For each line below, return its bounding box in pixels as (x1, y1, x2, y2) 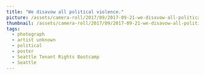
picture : (6, 15, 29, 21)
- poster (12, 48, 34, 54)
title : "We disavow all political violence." (6, 8, 124, 15)
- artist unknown (12, 37, 56, 43)
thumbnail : (6, 20, 34, 26)
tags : (6, 25, 20, 32)
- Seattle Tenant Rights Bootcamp (12, 54, 99, 60)
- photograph (12, 31, 45, 37)
